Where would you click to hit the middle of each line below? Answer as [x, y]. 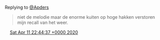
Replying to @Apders [27, 7]
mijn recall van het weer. [43, 23]
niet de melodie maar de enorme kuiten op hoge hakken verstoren [86, 17]
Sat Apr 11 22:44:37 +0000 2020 [44, 32]
